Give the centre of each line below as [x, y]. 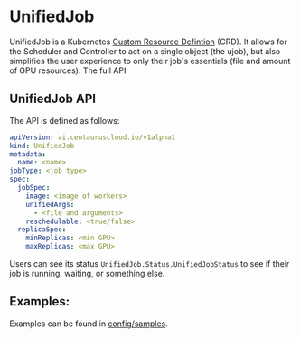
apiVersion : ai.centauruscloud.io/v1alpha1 [93, 137]
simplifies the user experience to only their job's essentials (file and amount [150, 61]
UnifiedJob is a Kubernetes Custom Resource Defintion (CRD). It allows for [148, 42]
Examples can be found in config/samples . [89, 324]
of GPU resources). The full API [68, 70]
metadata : [28, 154]
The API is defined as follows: [65, 120]
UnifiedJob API [53, 99]
